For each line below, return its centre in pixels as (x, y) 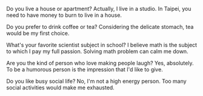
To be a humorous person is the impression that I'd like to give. (85, 69)
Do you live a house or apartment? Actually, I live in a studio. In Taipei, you (99, 9)
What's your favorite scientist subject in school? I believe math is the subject (102, 45)
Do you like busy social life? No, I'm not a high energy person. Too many (96, 81)
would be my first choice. (38, 33)
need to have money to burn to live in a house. (64, 15)
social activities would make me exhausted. (61, 88)
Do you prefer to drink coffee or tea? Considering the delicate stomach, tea (100, 27)
